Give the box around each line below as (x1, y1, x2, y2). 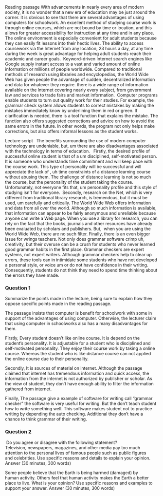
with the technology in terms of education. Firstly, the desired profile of (5, 148, 150, 154)
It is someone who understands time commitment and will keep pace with (5, 158, 153, 164)
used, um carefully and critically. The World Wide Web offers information (5, 200, 151, 206)
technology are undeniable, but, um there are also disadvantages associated (5, 143, 159, 149)
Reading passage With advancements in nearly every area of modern (5, 4, 145, 10)
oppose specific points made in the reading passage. (5, 301, 112, 306)
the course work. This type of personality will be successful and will (5, 164, 142, 170)
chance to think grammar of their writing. (5, 416, 87, 422)
